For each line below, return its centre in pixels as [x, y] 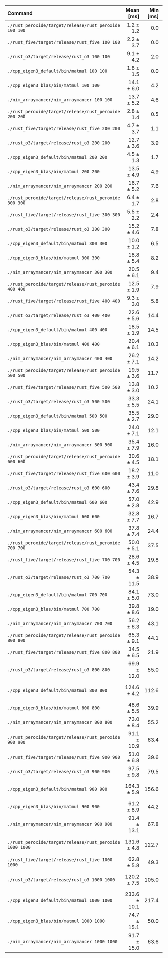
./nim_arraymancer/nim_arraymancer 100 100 [60, 100]
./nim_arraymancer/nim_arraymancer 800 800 [60, 722]
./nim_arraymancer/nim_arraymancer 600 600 [60, 531]
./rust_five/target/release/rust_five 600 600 [64, 473]
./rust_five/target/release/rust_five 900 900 [64, 757]
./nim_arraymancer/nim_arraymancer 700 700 [60, 624]
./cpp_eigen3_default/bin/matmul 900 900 [58, 789]
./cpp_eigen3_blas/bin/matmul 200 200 [54, 171]
